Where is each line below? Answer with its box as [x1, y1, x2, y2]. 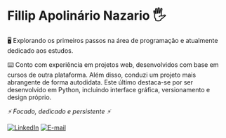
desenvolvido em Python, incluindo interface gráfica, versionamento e [7, 85, 211, 94]
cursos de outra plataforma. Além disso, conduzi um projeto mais [7, 70, 197, 79]
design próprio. [7, 93, 52, 101]
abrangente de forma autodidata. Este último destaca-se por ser [7, 77, 193, 87]
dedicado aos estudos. [7, 46, 74, 55]
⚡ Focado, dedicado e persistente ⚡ [7, 107, 111, 115]
